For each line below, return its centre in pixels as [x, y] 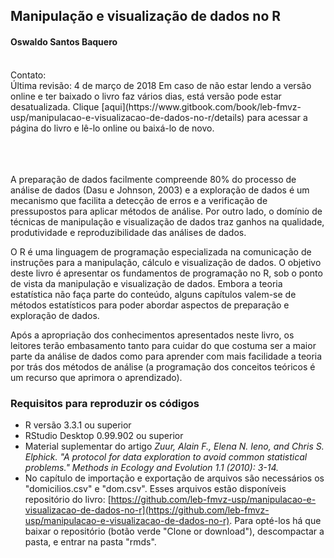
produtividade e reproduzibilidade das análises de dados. [128, 232]
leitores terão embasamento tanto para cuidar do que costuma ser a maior [163, 345]
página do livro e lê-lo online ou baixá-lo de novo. [112, 128]
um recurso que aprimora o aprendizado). [96, 377]
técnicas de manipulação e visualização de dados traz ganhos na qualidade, [167, 221]
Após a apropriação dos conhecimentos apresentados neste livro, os [152, 335]
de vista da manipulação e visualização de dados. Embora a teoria [146, 283]
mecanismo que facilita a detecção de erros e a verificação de [139, 200]
